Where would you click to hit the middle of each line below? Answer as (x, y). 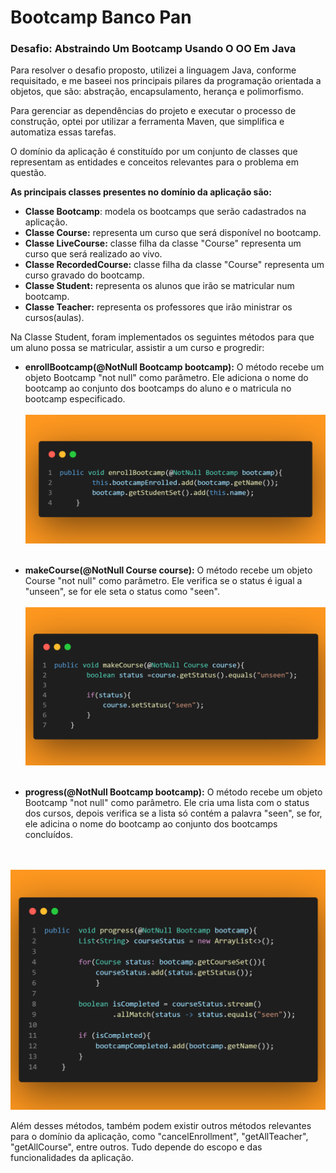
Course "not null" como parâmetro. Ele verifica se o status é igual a (163, 580)
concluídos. (48, 835)
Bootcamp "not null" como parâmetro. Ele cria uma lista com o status (167, 803)
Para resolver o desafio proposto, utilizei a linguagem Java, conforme (153, 70)
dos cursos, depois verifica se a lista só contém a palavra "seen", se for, (173, 813)
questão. (28, 173)
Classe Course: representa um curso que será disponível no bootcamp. (173, 233)
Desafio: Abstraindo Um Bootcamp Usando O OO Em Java (153, 49)
